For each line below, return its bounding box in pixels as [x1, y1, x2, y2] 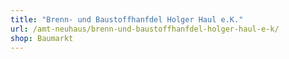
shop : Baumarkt [10, 33, 74, 43]
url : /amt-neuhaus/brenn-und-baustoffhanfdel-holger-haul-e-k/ [10, 24, 280, 34]
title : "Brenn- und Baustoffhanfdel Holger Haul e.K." [10, 14, 244, 25]
